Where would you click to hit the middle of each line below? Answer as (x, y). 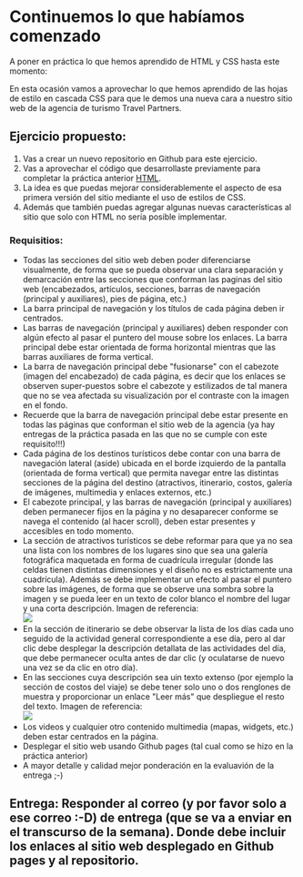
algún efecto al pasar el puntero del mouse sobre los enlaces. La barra (155, 338)
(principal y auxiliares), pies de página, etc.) (105, 299)
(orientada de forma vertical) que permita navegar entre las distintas (151, 473)
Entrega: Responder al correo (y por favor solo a (148, 804)
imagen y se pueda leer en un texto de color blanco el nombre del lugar (157, 599)
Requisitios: (36, 240)
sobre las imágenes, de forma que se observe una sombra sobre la (148, 589)
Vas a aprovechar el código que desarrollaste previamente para (141, 168)
